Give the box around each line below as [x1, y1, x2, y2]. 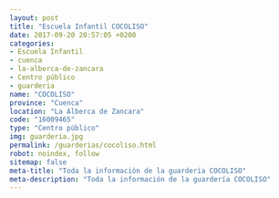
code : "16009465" [9, 115, 76, 124]
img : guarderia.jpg [9, 132, 84, 141]
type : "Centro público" [9, 124, 100, 133]
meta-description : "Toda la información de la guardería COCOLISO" [9, 174, 272, 183]
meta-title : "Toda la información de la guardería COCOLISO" [9, 166, 247, 175]
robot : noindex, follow [9, 149, 100, 158]
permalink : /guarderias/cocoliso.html [9, 141, 157, 150]
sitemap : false [9, 157, 67, 167]
